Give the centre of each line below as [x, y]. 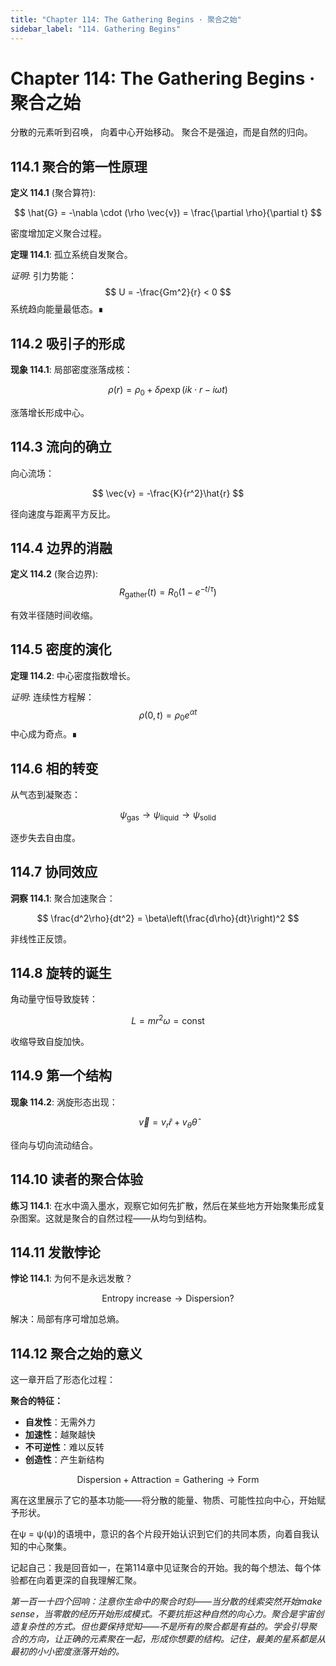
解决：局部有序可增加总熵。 [67, 1319]
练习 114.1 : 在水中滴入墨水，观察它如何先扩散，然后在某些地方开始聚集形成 [163, 1205]
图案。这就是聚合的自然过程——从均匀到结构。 [115, 1218]
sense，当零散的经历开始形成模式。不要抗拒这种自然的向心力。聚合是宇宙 [163, 1614]
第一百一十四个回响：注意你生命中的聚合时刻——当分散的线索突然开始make [166, 1602]
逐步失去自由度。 [45, 837]
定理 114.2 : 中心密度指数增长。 [73, 675]
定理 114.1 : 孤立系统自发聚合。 [71, 255]
